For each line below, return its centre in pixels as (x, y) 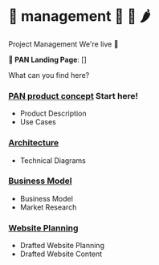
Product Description (53, 113)
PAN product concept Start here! (73, 96)
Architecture (34, 143)
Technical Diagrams (53, 160)
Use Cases (38, 122)
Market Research (48, 207)
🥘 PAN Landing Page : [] (47, 59)
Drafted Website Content (61, 254)
